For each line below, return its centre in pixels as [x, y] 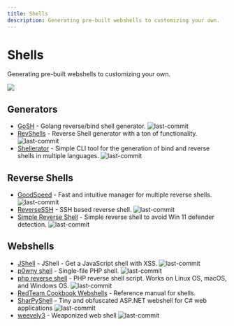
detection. [32, 225]
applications [35, 308]
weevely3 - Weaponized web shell [67, 315]
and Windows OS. [43, 285]
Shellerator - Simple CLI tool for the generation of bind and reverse [114, 148]
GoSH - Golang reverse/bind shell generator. [81, 126]
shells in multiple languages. [58, 156]
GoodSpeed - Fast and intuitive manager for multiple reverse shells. [115, 195]
